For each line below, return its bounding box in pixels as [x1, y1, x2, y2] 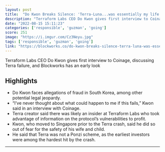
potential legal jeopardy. [12, 95, 61, 101]
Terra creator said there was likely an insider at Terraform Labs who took [12, 111, 160, 117]
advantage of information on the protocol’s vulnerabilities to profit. [12, 116, 146, 122]
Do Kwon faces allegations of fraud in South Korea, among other [12, 90, 143, 96]
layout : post [5, 7, 32, 12]
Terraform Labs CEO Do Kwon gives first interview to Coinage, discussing [5, 57, 154, 63]
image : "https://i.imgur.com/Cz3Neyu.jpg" [5, 35, 93, 40]
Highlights [5, 77, 38, 85]
